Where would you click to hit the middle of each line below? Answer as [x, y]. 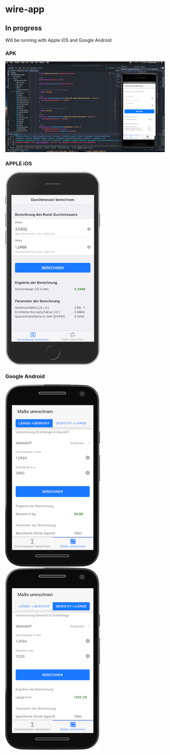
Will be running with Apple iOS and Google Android [58, 40]
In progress [24, 28]
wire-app [25, 9]
